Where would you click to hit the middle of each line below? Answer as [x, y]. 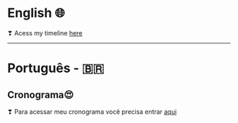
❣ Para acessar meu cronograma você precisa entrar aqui [92, 112]
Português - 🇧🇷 [56, 68]
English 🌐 [36, 13]
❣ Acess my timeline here [45, 33]
